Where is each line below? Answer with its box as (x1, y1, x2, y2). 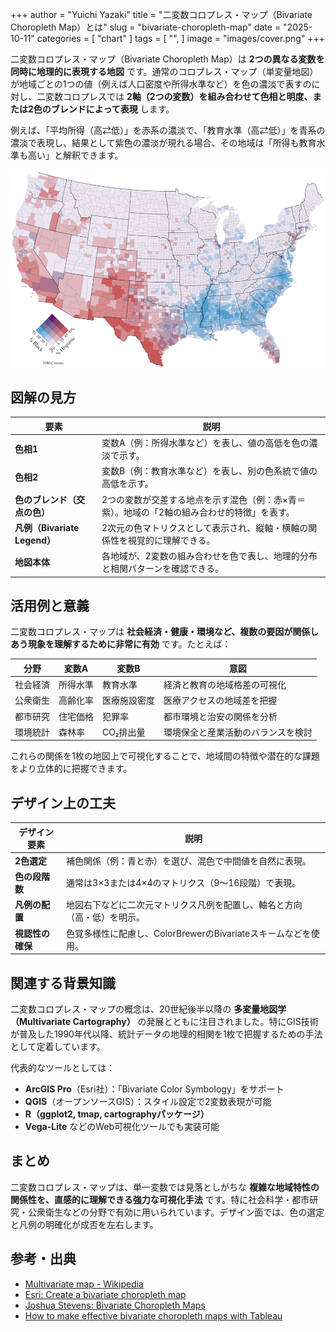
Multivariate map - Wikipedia (24, 1278, 144, 1290)
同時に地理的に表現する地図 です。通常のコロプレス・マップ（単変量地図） (10, 66, 319, 77)
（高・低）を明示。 (66, 911, 146, 923)
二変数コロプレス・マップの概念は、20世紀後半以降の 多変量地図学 (10, 1003, 287, 1015)
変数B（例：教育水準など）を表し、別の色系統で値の (101, 465, 318, 477)
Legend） (14, 534, 56, 546)
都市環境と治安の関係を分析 (163, 710, 278, 722)
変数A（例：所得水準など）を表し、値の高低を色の (101, 437, 310, 449)
